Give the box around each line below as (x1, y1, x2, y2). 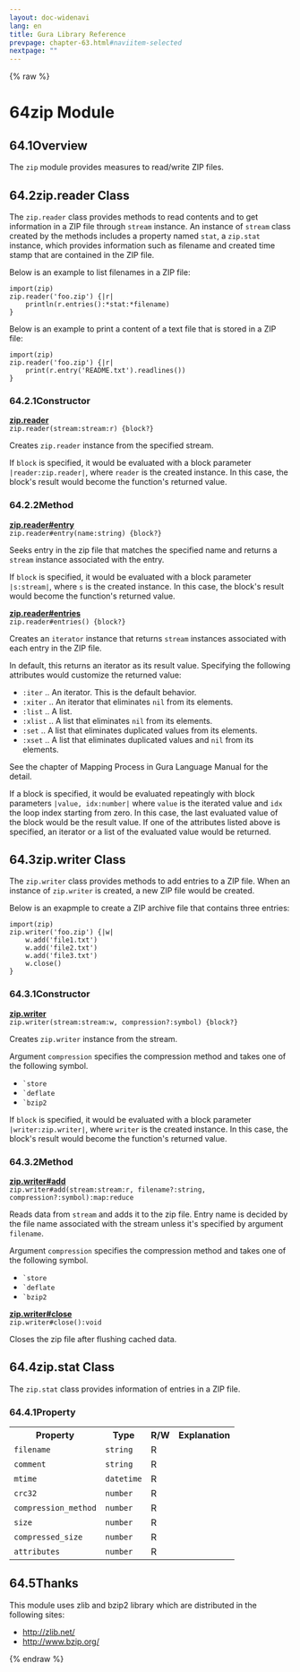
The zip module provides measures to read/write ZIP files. (9, 162, 224, 173)
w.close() (25, 960, 63, 969)
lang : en (9, 22, 42, 30)
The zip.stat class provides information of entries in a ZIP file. (9, 1383, 241, 1394)
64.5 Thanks (9, 1576, 79, 1591)
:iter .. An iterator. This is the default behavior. (21, 686, 197, 697)
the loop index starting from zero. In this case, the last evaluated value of (9, 807, 279, 818)
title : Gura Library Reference (9, 30, 126, 39)
